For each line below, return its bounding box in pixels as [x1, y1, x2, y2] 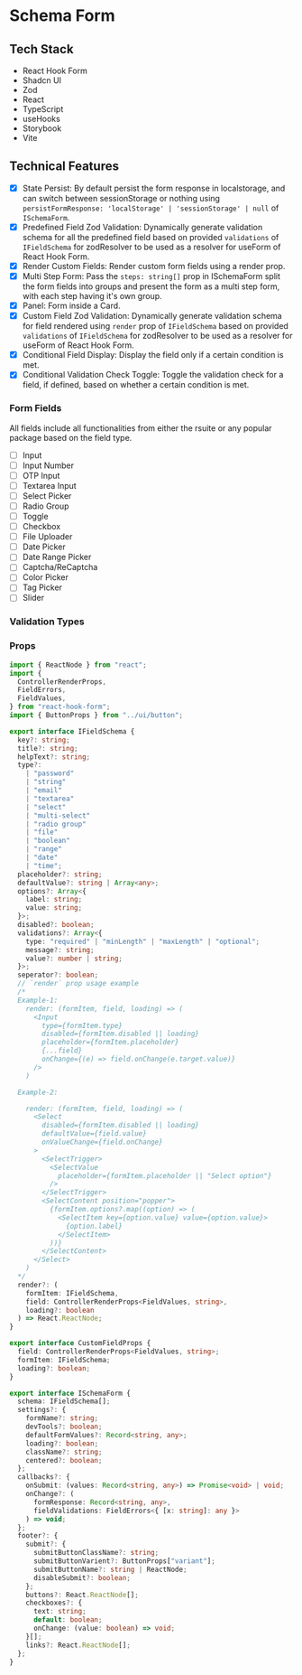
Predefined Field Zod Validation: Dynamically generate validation [22, 221, 263, 232]
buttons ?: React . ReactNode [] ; [25, 1590, 140, 1599]
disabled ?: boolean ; [17, 921, 95, 930]
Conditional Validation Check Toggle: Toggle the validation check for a [22, 370, 284, 380]
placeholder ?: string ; [17, 869, 103, 879]
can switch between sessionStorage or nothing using [22, 192, 221, 203]
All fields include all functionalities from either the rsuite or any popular [9, 422, 272, 434]
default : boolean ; [32, 1615, 103, 1624]
